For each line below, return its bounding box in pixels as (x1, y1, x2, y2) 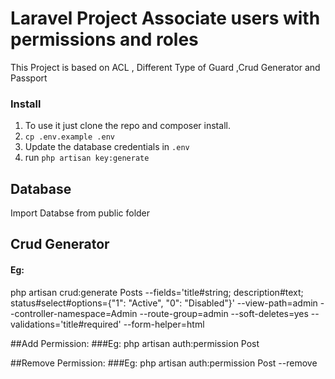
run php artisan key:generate (24, 152, 150, 164)
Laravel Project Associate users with (10, 7, 321, 30)
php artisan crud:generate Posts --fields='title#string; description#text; (10, 286, 304, 298)
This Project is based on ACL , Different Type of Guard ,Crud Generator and (10, 61, 321, 73)
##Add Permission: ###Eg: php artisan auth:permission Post (10, 337, 260, 349)
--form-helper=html (123, 318, 205, 330)
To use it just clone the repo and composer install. (24, 120, 231, 132)
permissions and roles (10, 28, 199, 51)
